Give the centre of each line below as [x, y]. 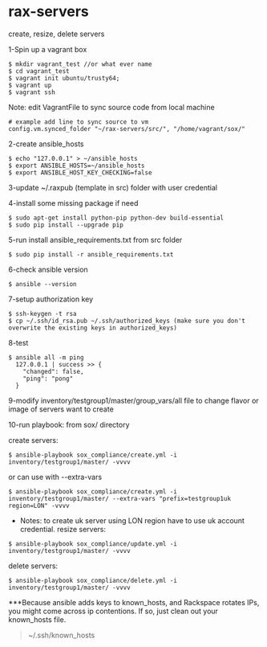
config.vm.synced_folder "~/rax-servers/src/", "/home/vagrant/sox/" [127, 129]
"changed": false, [53, 371]
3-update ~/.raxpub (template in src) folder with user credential [113, 187]
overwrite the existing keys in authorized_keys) [93, 328]
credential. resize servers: [63, 529]
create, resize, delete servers [57, 34]
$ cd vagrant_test [39, 71]
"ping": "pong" [48, 379]
